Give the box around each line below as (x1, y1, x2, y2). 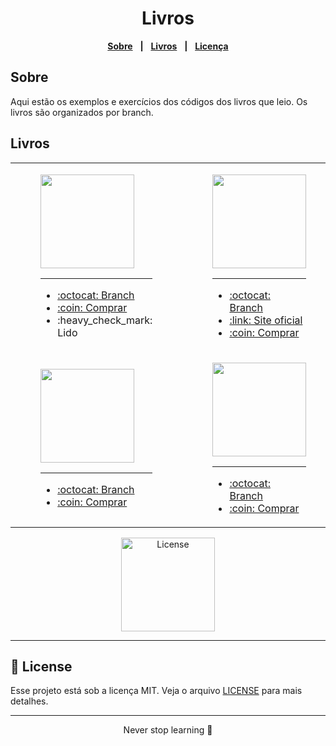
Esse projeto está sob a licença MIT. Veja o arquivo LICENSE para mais (10, 685, 303, 697)
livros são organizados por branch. (10, 106, 154, 118)
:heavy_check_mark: (57, 313, 153, 327)
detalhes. (10, 695, 49, 707)
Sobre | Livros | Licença (107, 40, 229, 52)
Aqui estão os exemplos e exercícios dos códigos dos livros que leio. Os (10, 95, 308, 107)
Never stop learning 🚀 (123, 724, 213, 736)
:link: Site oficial (229, 313, 303, 327)
